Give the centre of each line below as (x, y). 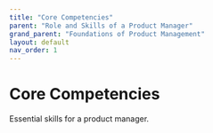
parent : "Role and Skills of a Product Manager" (101, 26)
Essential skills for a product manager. (79, 119)
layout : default (39, 42)
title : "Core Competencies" (61, 17)
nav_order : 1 (33, 51)
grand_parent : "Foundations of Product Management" (107, 34)
